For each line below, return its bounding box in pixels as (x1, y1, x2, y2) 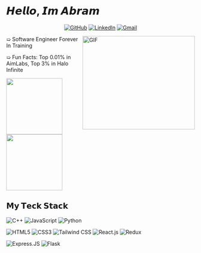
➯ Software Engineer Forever (6, 35, 78, 42)
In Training (6, 42, 33, 49)
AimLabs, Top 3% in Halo (6, 60, 69, 67)
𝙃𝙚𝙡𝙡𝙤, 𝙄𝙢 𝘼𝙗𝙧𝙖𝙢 (6, 4, 100, 18)
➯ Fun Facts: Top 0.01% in (6, 53, 71, 60)
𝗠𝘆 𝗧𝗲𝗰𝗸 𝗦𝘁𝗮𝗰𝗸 (6, 201, 69, 211)
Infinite (6, 66, 23, 73)
